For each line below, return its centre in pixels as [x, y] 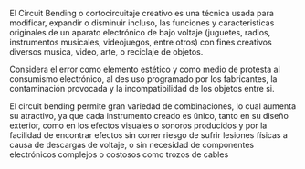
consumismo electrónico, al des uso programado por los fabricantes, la [143, 79]
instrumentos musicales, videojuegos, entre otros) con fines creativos [141, 42]
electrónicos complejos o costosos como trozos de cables [119, 154]
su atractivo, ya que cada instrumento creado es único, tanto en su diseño [149, 116]
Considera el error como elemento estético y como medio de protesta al [145, 69]
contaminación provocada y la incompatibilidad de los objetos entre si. [142, 89]
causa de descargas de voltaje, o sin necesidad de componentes [131, 145]
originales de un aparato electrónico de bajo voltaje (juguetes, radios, [140, 32]
